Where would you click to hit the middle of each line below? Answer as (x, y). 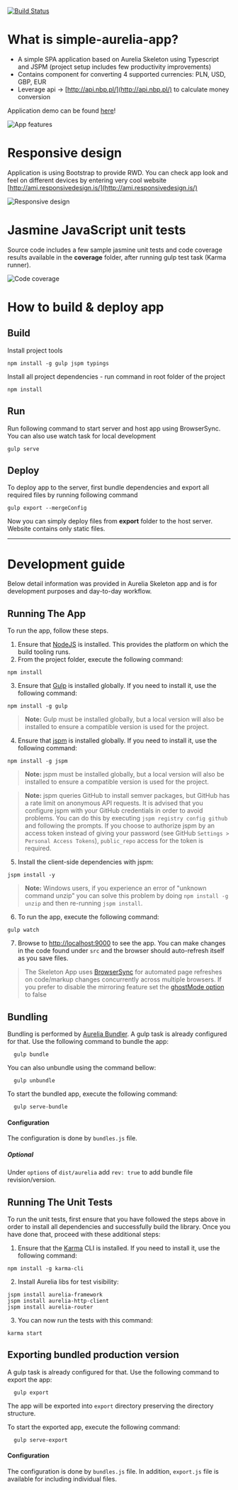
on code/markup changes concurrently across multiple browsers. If (123, 979)
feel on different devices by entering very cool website (87, 180)
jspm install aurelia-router (50, 1307)
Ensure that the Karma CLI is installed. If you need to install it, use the (119, 1247)
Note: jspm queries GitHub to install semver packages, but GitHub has (127, 796)
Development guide (66, 564)
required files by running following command (73, 495)
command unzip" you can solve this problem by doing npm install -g (126, 896)
